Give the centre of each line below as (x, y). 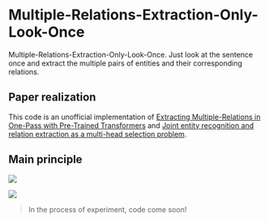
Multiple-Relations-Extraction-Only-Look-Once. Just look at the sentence (131, 54)
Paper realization (52, 98)
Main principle (45, 160)
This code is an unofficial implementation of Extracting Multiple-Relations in (134, 117)
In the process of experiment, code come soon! (107, 209)
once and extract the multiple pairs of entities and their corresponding (126, 63)
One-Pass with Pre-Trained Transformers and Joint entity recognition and (131, 125)
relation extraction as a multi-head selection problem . (98, 134)
